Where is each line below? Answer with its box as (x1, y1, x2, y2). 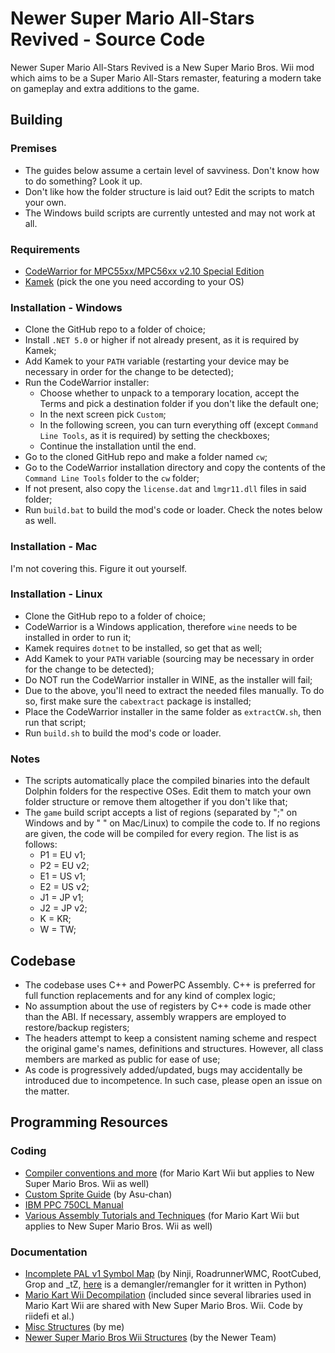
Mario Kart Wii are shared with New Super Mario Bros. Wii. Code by (24, 1299, 303, 1311)
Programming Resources (10, 1114, 169, 1131)
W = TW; (39, 923, 77, 936)
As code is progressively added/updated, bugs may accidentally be (24, 1063, 303, 1076)
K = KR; (39, 913, 72, 925)
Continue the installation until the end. (39, 440, 197, 452)
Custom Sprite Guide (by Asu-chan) (24, 1188, 173, 1200)
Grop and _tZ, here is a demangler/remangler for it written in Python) (24, 1278, 307, 1290)
